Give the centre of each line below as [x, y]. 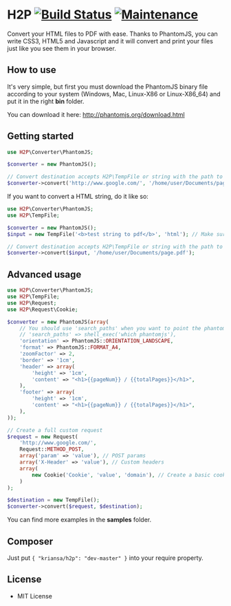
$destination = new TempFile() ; [53, 500]
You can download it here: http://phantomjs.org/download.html [96, 114]
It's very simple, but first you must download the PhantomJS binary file [108, 87]
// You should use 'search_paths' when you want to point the [110, 328]
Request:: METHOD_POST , [52, 450]
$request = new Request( [43, 437]
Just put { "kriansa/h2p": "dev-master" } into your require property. [106, 558]
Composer [30, 541]
